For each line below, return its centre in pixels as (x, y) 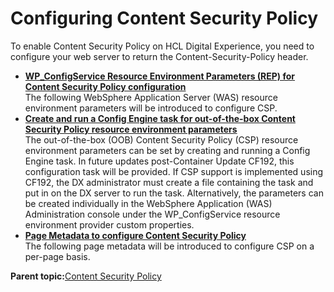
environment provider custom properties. (109, 224)
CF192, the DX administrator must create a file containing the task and (169, 182)
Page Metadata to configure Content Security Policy (135, 235)
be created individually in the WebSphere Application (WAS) (148, 203)
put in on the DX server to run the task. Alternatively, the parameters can (174, 193)
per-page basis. (57, 256)
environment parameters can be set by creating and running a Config (167, 150)
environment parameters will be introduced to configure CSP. (151, 108)
